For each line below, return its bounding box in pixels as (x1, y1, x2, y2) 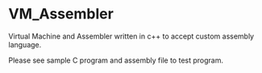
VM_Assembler (8, 5, 114, 23)
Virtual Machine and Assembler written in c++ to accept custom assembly (8, 31, 255, 41)
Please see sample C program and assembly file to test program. (8, 55, 224, 65)
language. (8, 39, 42, 49)
